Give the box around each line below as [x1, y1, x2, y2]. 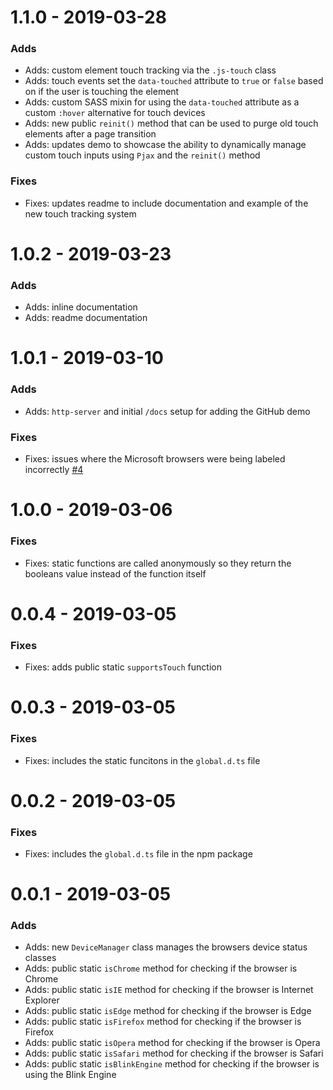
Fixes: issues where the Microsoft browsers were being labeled [24, 453, 286, 465]
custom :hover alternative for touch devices [24, 107, 206, 119]
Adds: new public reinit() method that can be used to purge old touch [24, 117, 319, 130]
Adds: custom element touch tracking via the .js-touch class [24, 64, 277, 76]
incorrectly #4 [24, 464, 84, 476]
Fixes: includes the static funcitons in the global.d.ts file [24, 754, 261, 766]
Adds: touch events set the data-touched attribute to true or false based [24, 75, 324, 87]
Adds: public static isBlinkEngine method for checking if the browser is [24, 1058, 320, 1070]
